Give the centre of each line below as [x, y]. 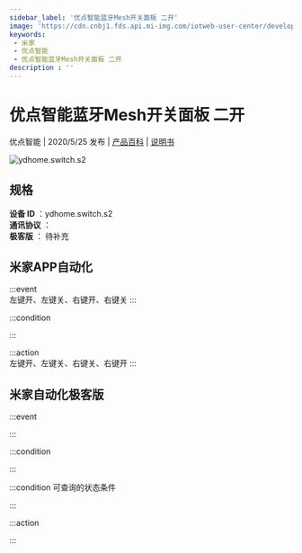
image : [22, 26]
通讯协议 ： [30, 225]
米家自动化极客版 [57, 394]
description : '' [42, 68]
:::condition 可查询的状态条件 [63, 487]
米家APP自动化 [51, 268]
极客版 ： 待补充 [39, 236]
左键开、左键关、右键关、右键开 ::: [73, 363]
